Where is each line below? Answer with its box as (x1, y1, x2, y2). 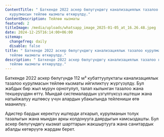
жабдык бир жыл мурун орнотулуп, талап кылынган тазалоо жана (5, 86, 144, 91)
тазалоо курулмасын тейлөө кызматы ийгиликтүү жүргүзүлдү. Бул (5, 80, 144, 86)
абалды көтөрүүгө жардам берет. (5, 126, 76, 132)
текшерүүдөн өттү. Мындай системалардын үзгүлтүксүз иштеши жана (5, 91, 152, 97)
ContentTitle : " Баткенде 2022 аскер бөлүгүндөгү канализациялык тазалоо (5, 7, 159, 12)
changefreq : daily (9, 39, 47, 44)
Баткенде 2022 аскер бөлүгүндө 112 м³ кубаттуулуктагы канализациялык (5, 75, 159, 81)
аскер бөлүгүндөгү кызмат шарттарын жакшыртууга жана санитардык (5, 121, 154, 127)
